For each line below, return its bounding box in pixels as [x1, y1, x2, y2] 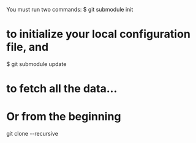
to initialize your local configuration [6, 28, 191, 41]
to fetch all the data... [6, 82, 118, 96]
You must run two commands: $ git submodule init [6, 6, 134, 13]
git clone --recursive [6, 130, 58, 137]
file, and [6, 40, 49, 54]
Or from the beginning [6, 110, 121, 123]
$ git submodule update [6, 60, 67, 67]
